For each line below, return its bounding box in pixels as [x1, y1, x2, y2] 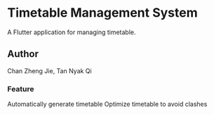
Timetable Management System [7, 5, 198, 21]
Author [7, 48, 39, 60]
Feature [7, 84, 34, 93]
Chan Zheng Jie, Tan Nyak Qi [7, 66, 93, 75]
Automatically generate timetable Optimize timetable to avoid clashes [7, 100, 208, 109]
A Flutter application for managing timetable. [7, 28, 136, 36]
